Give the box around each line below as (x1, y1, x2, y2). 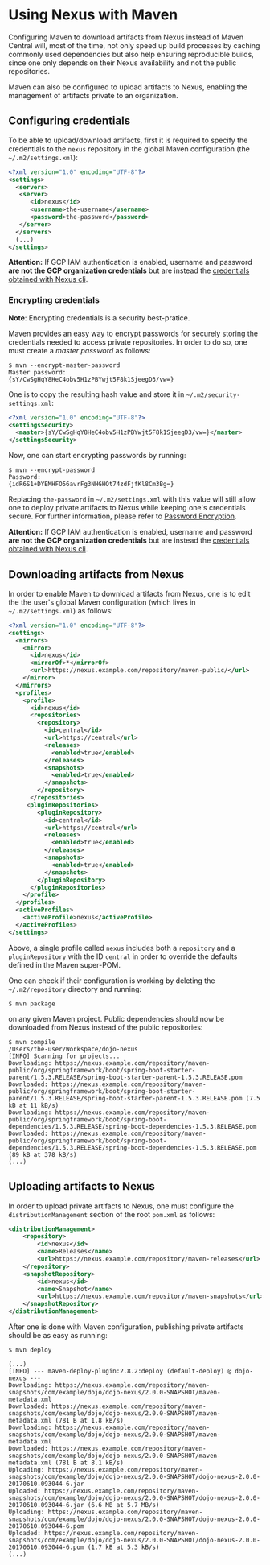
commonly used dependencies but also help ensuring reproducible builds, (8, 49, 255, 59)
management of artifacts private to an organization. (8, 90, 178, 100)
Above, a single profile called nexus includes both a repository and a (8, 943, 235, 952)
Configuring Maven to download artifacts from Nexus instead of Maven (8, 32, 244, 42)
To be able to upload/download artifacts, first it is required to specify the (8, 135, 248, 145)
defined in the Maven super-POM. (8, 960, 121, 969)
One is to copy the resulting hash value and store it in (8, 389, 185, 399)
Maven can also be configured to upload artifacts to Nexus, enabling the (8, 82, 247, 92)
